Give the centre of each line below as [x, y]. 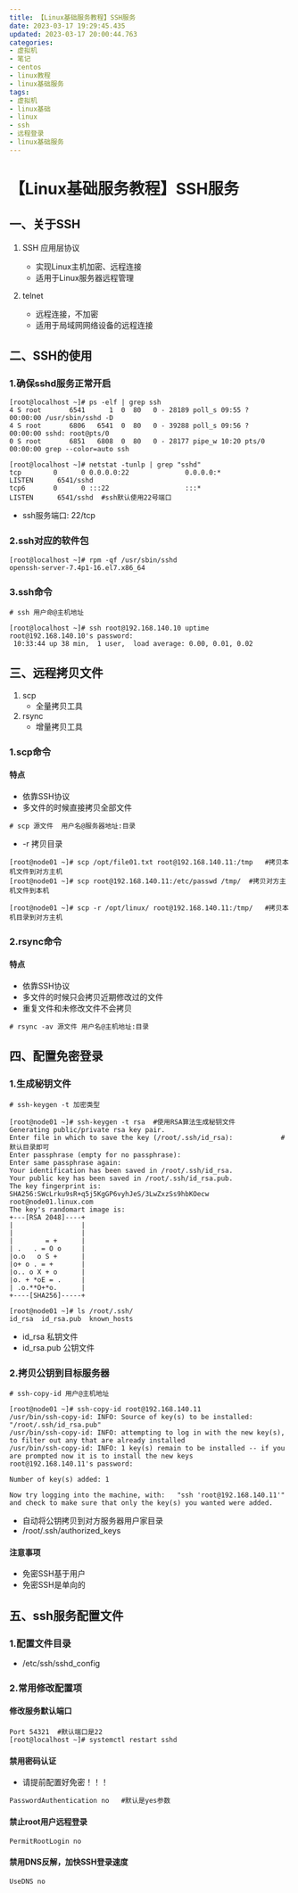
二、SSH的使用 [51, 356]
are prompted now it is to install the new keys [101, 1456]
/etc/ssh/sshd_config [61, 1663]
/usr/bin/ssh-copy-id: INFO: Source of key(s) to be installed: [131, 1418]
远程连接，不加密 [67, 314]
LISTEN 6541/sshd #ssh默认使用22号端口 [91, 498]
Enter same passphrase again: [66, 1162]
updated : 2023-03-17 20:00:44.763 [74, 34]
